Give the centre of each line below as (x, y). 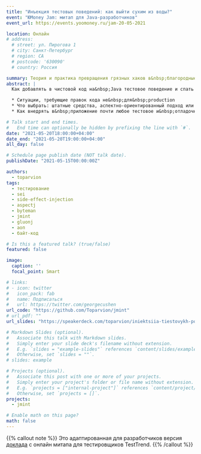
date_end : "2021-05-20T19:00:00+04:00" (56, 139)
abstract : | (21, 84)
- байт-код (25, 233)
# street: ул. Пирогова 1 (44, 45)
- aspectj (24, 205)
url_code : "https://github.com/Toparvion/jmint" (68, 310)
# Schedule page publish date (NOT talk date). (67, 156)
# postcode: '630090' (39, 62)
